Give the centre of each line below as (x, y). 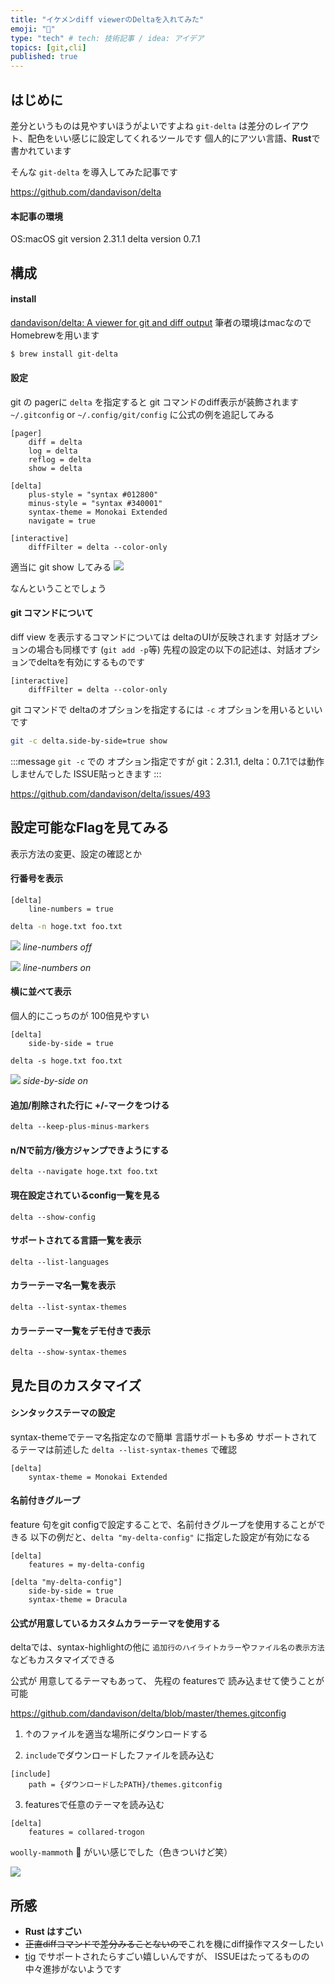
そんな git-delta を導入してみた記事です (94, 172)
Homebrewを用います (55, 335)
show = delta (55, 468)
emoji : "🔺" (33, 29)
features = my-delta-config (86, 1565)
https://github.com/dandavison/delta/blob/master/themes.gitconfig (148, 1713)
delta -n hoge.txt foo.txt (66, 926)
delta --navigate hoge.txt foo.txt (84, 1172)
